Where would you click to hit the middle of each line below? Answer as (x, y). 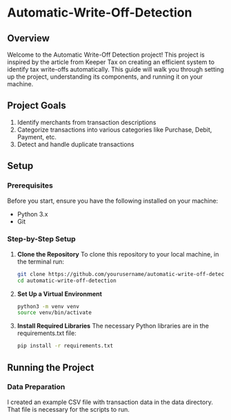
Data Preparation (36, 387)
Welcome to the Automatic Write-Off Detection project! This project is (106, 54)
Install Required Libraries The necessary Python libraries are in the (113, 326)
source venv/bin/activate (54, 313)
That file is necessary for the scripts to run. (68, 409)
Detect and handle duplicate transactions (76, 144)
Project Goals (37, 106)
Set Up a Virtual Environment (59, 294)
